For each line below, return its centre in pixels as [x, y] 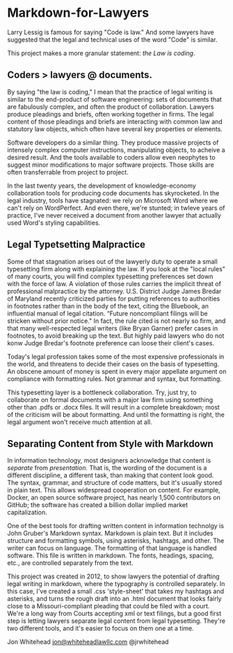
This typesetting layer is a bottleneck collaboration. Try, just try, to [102, 392]
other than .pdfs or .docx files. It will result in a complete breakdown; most [114, 407]
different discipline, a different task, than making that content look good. [111, 475]
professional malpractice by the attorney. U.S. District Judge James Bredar [114, 291]
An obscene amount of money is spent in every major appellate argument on [117, 371]
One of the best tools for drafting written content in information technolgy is [116, 526]
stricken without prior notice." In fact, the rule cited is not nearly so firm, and [116, 321]
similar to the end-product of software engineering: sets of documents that [115, 99]
